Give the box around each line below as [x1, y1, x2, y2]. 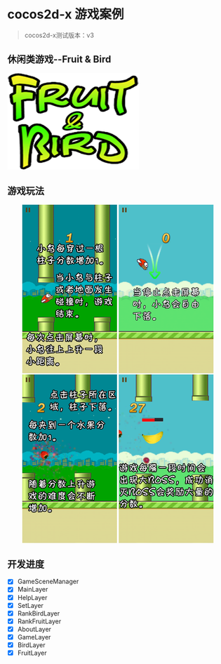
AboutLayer [17, 625, 51, 633]
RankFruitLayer [17, 617, 62, 625]
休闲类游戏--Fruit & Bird [7, 53, 112, 65]
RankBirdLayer [17, 609, 60, 618]
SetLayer [17, 601, 44, 609]
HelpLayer [17, 593, 48, 602]
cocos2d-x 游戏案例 [7, 6, 124, 22]
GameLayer [17, 632, 51, 641]
